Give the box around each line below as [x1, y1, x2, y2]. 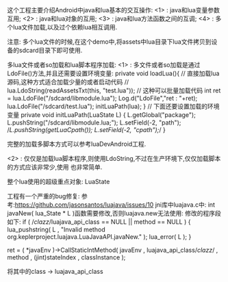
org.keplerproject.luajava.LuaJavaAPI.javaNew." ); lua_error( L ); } [7, 233, 192, 241]
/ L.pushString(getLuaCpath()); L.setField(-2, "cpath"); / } [7, 126, 166, 133]
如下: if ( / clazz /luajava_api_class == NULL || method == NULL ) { [7, 218, 191, 226]
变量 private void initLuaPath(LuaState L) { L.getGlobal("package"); [7, 111, 197, 118]
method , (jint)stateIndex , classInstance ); [7, 253, 126, 261]
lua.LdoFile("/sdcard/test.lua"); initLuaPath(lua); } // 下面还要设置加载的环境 [7, 102, 220, 110]
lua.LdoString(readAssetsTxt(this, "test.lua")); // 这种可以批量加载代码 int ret [7, 86, 221, 94]
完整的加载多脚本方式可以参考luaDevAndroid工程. [7, 140, 147, 148]
